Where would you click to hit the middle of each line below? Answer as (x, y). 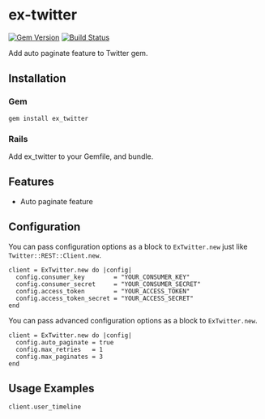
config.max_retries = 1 (60, 349)
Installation (37, 79)
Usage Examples (51, 388)
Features (31, 182)
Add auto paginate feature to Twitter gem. (78, 53)
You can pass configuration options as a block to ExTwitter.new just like (128, 246)
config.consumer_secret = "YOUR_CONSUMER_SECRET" (108, 284)
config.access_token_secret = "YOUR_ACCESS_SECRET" (105, 298)
